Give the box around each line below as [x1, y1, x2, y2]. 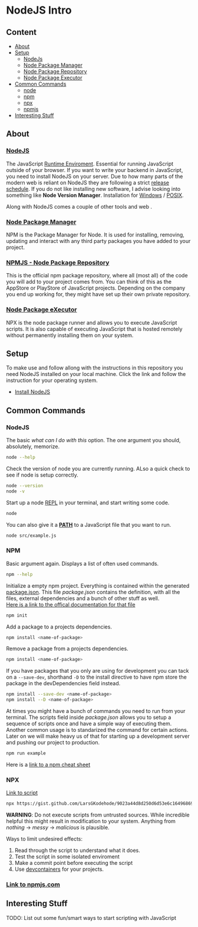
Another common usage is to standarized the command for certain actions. [6, 727, 189, 733]
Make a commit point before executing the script [14, 860, 133, 867]
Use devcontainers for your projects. [14, 866, 104, 873]
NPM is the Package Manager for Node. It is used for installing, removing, [6, 231, 184, 238]
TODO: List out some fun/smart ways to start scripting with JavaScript [6, 914, 177, 921]
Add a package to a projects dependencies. [6, 623, 112, 630]
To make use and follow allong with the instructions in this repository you [6, 364, 183, 371]
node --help [6, 455, 35, 461]
